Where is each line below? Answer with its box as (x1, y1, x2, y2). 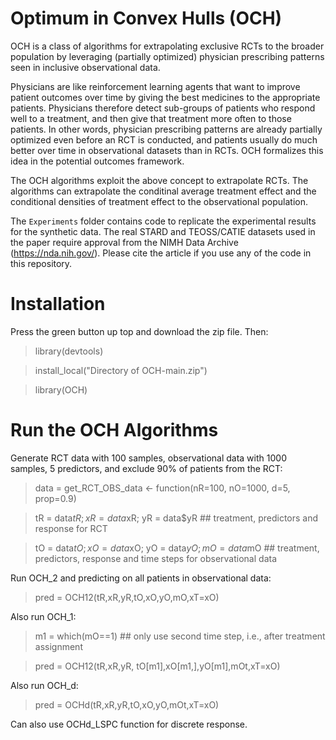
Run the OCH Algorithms (10, 419, 219, 442)
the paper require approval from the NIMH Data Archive (10, 236, 239, 248)
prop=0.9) (34, 492, 77, 504)
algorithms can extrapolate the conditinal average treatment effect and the (10, 185, 317, 197)
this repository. (10, 257, 73, 269)
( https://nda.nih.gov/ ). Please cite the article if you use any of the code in (10, 247, 312, 259)
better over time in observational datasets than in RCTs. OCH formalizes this (10, 144, 324, 156)
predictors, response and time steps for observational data (34, 552, 277, 564)
